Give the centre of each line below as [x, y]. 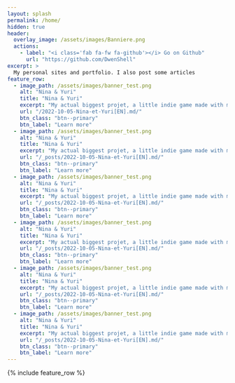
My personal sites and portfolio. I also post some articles [105, 72]
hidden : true [26, 27]
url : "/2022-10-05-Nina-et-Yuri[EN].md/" [81, 112]
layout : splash [29, 14]
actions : [26, 46]
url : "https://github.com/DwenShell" [81, 60]
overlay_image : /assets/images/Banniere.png [79, 40]
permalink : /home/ [34, 20]
